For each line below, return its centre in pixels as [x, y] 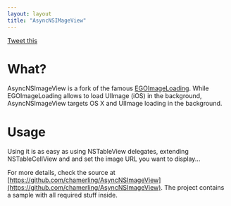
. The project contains [193, 188]
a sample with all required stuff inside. [62, 195]
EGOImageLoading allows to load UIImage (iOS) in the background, [105, 96]
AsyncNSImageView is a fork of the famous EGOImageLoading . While [108, 88]
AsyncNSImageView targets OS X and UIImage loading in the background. [115, 104]
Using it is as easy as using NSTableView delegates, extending [98, 152]
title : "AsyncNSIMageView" [47, 20]
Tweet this [22, 40]
